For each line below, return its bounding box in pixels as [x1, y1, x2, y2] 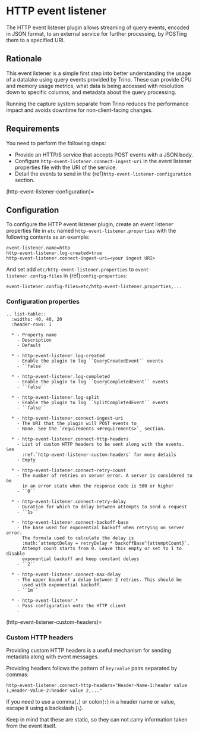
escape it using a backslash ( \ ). [6, 704, 84, 711]
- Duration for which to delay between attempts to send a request [17, 504, 187, 510]
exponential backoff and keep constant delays [21, 555, 140, 562]
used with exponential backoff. [21, 582, 102, 588]
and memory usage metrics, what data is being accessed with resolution [6, 82, 184, 89]
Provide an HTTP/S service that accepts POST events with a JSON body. [14, 151, 194, 158]
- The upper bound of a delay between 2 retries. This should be [17, 576, 182, 583]
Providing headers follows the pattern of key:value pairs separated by [6, 664, 178, 671]
